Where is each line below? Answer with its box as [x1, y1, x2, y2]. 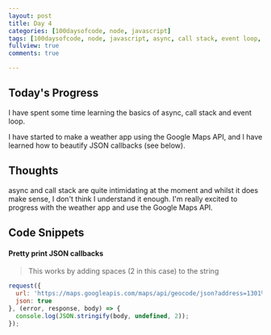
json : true [15, 296, 52, 305]
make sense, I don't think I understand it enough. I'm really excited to [8, 194, 238, 203]
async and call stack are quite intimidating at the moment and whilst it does [8, 185, 259, 195]
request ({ [8, 282, 42, 291]
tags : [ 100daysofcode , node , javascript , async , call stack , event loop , [8, 34, 262, 43]
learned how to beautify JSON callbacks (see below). [8, 140, 186, 150]
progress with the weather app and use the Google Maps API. [8, 203, 214, 212]
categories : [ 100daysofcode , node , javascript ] [8, 27, 172, 35]
